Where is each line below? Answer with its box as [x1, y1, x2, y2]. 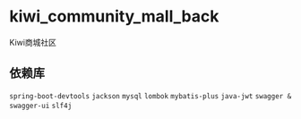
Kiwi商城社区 [9, 37, 56, 47]
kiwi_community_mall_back [9, 6, 219, 27]
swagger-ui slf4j [9, 101, 73, 110]
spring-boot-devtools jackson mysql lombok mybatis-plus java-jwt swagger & [9, 91, 292, 100]
